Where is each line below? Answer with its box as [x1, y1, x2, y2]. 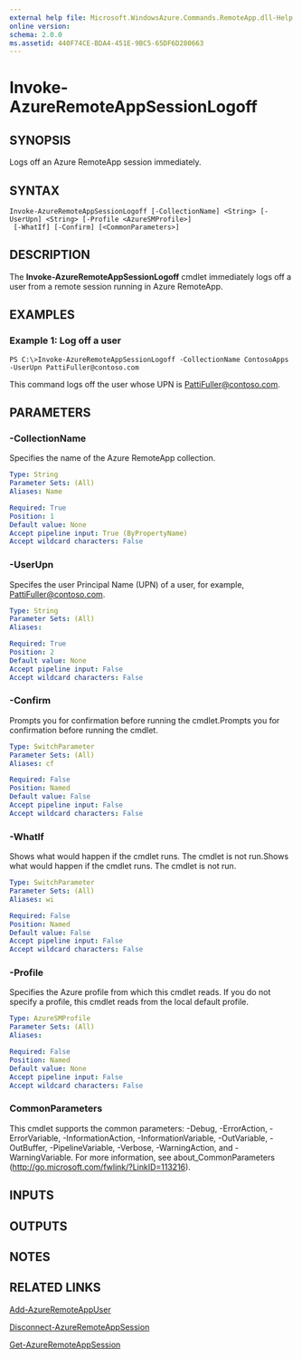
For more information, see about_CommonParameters [75, 1152, 276, 1163]
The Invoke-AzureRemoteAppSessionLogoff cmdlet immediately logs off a [9, 271, 292, 282]
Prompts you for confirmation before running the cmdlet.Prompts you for [9, 714, 280, 725]
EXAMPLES [9, 307, 75, 322]
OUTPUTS [9, 1219, 68, 1234]
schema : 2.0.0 [9, 30, 63, 39]
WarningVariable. [9, 1152, 74, 1163]
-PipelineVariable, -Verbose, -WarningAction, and [49, 1142, 233, 1153]
